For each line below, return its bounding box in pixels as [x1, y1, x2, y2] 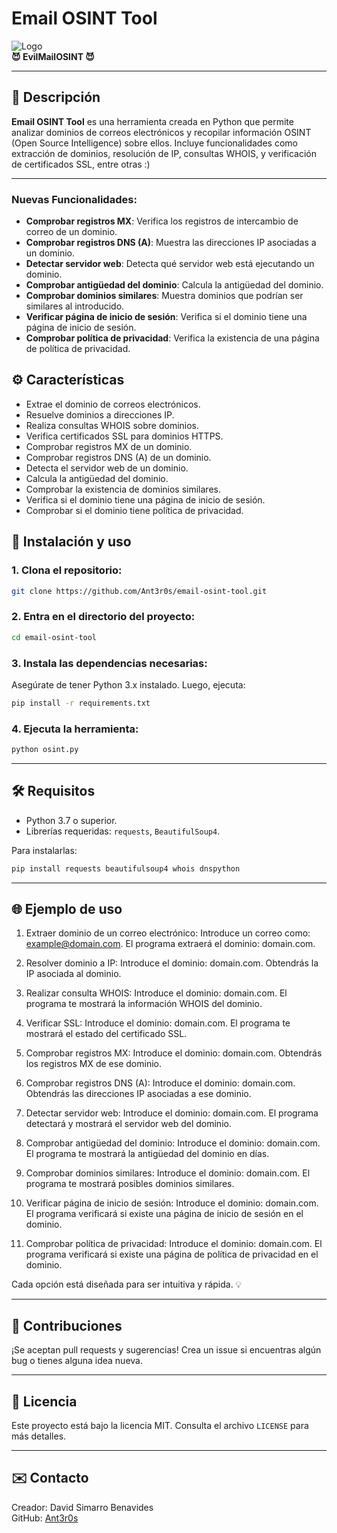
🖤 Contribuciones [11, 1317, 123, 1334]
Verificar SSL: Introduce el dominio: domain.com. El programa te [25, 1017, 291, 1029]
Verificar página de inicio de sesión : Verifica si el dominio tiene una [25, 311, 308, 323]
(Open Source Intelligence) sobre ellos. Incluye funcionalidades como [11, 137, 298, 149]
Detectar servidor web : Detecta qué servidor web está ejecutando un [25, 258, 315, 270]
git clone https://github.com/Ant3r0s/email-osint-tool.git [11, 586, 268, 596]
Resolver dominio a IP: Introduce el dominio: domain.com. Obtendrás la [25, 957, 319, 969]
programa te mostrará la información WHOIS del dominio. [25, 998, 263, 1010]
